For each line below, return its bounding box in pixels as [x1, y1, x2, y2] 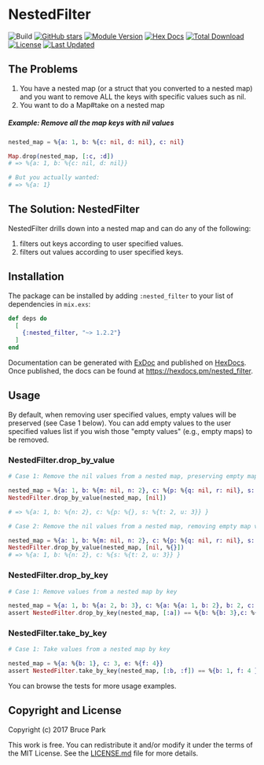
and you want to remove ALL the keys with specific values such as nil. [19, 92, 247, 101]
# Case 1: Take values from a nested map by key [8, 645, 170, 653]
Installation [8, 270, 64, 284]
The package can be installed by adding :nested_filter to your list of [8, 291, 234, 300]
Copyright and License [8, 704, 122, 717]
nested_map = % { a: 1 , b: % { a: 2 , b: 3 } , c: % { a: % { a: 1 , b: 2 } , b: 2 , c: [8, 601, 255, 610]
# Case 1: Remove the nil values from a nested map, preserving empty [8, 473, 244, 480]
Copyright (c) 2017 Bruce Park [8, 725, 106, 734]
